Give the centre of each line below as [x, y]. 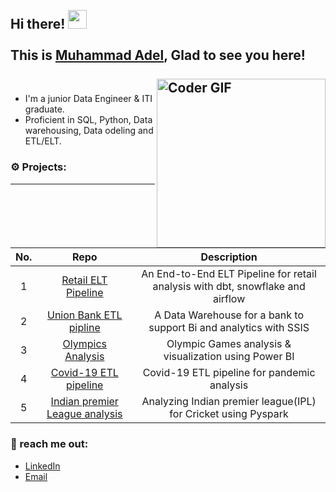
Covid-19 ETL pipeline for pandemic [229, 373]
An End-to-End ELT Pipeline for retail [229, 274]
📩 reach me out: [49, 444]
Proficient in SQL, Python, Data [88, 120]
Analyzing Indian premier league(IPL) [229, 402]
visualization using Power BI [229, 357]
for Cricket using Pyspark [229, 414]
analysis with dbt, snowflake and [229, 287]
